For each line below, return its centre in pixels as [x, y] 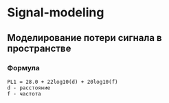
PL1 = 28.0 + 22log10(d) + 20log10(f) [63, 82]
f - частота [24, 93]
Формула [23, 68]
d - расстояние [29, 88]
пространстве [39, 48]
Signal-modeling [56, 13]
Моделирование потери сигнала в [85, 38]
